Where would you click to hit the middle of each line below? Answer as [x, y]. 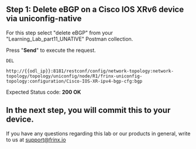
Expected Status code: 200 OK [44, 92]
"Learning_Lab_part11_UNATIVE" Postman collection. [70, 39]
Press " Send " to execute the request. [51, 50]
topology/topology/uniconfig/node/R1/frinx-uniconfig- [74, 76]
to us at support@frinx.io [36, 140]
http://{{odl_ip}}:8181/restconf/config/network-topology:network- [90, 71]
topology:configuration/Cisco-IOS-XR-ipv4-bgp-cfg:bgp [74, 81]
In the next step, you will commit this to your [88, 110]
